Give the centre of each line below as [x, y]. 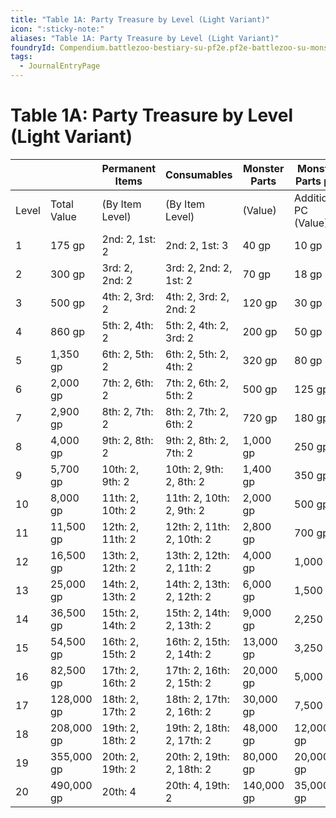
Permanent [129, 168]
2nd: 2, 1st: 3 [197, 245]
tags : [21, 57]
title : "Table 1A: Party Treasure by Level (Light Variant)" [140, 19]
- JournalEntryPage [60, 66]
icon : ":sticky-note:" [57, 29]
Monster [264, 168]
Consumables [199, 174]
